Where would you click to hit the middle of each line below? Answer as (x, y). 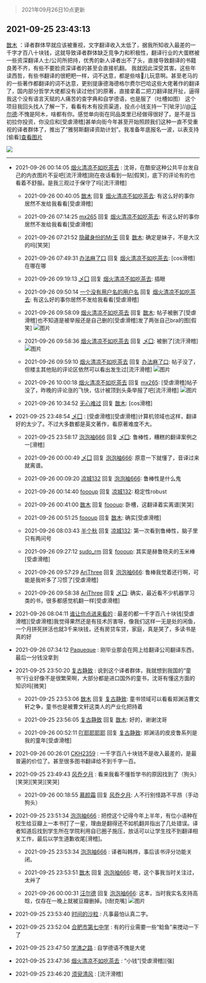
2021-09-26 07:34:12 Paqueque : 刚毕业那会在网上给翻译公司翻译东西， (106, 649)
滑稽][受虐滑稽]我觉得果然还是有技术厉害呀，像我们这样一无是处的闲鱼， (107, 621)
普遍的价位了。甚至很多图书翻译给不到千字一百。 (77, 761)
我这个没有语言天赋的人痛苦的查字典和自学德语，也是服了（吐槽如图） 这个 (101, 98)
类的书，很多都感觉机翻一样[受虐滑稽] (72, 600)
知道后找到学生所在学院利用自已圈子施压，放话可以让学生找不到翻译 (107, 831)
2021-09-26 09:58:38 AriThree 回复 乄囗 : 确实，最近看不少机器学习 (109, 593)
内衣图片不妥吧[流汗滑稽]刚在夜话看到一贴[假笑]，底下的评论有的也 (111, 175)
